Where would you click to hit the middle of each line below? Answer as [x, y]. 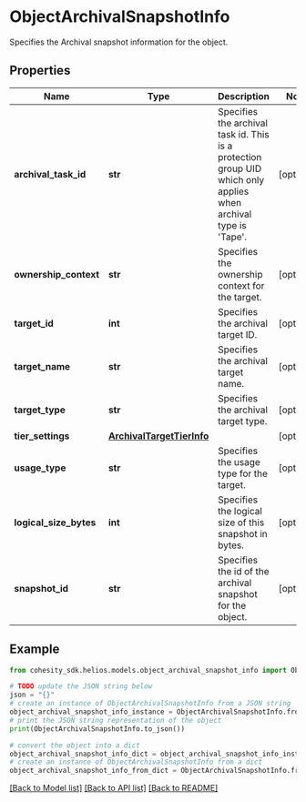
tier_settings [42, 436]
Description [244, 96]
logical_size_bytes [55, 523]
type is [232, 225]
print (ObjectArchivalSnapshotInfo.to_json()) [97, 729]
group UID [240, 168]
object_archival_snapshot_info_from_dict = [93, 771]
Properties [40, 71]
